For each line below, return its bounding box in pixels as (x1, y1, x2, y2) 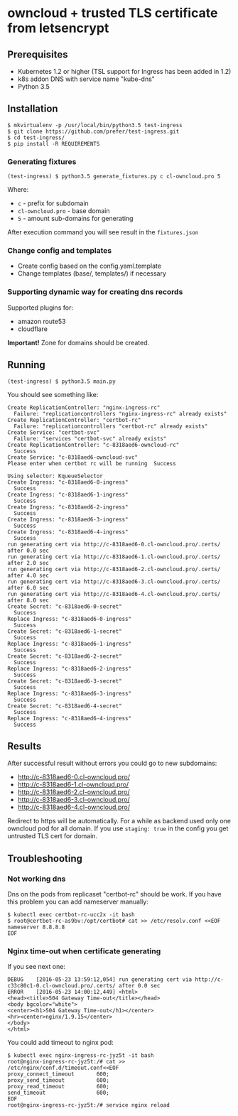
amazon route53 (17, 317, 66, 325)
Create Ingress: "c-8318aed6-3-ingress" (7, 516, 129, 523)
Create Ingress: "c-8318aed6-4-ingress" (7, 528, 129, 536)
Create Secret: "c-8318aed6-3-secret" (7, 677, 122, 685)
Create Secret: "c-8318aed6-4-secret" (7, 702, 122, 710)
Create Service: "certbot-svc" (7, 428, 100, 436)
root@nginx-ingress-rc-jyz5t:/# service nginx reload (7, 1102, 171, 1109)
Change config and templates (7, 246, 112, 256)
